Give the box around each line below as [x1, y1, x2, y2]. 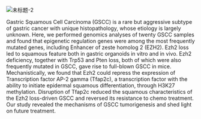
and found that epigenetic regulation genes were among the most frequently [6, 38, 195, 44]
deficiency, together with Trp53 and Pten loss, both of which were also [6, 57, 181, 63]
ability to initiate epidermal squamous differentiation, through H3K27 [6, 82, 175, 89]
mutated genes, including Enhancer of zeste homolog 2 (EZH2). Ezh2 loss [6, 44, 189, 51]
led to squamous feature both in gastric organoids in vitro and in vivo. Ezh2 [6, 50, 192, 57]
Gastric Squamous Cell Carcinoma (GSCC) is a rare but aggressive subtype [6, 19, 193, 25]
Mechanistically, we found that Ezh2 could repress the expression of [6, 69, 176, 76]
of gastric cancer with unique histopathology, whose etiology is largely [6, 25, 181, 32]
